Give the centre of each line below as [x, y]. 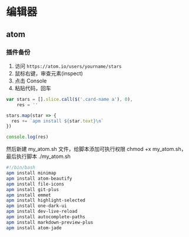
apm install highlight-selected [46, 200]
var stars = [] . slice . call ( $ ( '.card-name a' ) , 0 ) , [69, 99]
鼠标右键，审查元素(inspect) [49, 73]
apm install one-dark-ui [37, 206]
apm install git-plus [33, 189]
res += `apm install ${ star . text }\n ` [58, 121]
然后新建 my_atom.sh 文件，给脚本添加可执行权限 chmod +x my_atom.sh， [96, 149]
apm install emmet [29, 195]
